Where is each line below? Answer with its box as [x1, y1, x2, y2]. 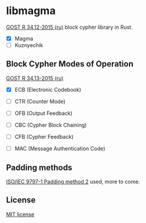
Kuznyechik [14, 42, 43, 48]
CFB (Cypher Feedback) [14, 134, 74, 141]
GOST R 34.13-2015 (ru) [6, 75, 64, 82]
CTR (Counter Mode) [14, 98, 66, 105]
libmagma [6, 4, 56, 18]
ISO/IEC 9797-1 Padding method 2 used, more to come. [6, 178, 140, 185]
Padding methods [6, 162, 72, 172]
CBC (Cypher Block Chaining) [14, 122, 87, 129]
